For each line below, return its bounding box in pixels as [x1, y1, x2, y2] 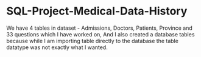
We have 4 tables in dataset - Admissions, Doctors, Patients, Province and [6, 24, 193, 32]
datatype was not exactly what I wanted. [6, 44, 108, 51]
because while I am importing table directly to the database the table [6, 37, 178, 44]
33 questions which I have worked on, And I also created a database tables [6, 30, 195, 38]
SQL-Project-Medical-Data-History [6, 4, 188, 18]
